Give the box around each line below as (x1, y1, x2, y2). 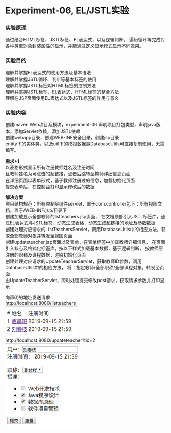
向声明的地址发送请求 (5, 294, 50, 301)
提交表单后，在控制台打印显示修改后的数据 (5, 184, 95, 190)
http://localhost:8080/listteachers (5, 300, 76, 307)
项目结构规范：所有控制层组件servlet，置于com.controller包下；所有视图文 (5, 201, 162, 207)
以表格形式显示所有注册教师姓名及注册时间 (5, 164, 95, 171)
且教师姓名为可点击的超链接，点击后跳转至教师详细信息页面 (5, 171, 131, 177)
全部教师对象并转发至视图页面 (9, 233, 72, 239)
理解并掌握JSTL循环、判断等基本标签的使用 (5, 76, 97, 82)
